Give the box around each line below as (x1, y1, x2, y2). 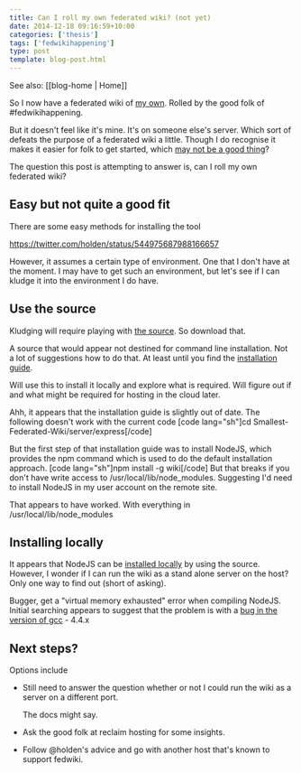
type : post (9, 47, 50, 56)
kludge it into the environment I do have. (9, 275, 160, 285)
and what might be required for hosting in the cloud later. (9, 389, 221, 400)
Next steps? (9, 640, 78, 656)
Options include (9, 665, 68, 675)
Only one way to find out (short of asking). (9, 578, 167, 589)
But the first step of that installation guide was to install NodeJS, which (9, 443, 272, 454)
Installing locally (9, 535, 104, 551)
